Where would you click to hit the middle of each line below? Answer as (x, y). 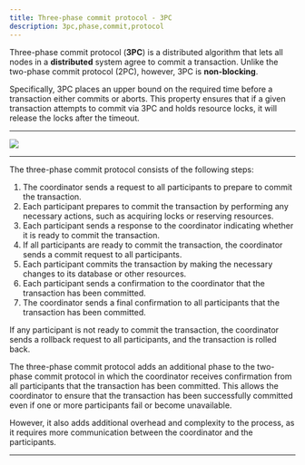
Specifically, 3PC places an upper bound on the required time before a (141, 89)
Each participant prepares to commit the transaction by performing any (155, 206)
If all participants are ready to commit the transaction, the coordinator (152, 245)
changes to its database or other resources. (104, 274)
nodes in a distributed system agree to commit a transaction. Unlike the (144, 62)
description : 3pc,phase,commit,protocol (87, 26)
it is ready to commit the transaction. (91, 235)
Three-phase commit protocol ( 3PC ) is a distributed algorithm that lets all (146, 52)
